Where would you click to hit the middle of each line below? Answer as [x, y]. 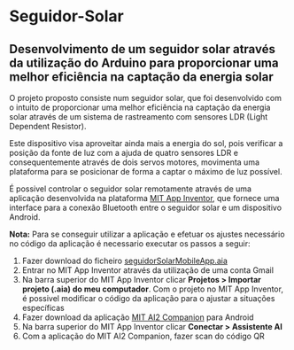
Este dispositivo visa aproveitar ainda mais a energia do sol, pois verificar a [146, 143]
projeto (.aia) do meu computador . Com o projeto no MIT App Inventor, [152, 289]
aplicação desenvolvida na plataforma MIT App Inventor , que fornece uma [144, 198]
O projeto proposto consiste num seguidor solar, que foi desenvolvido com [145, 98]
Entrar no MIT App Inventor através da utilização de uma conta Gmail [148, 270]
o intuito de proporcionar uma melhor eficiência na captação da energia [140, 107]
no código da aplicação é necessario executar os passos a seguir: [130, 244]
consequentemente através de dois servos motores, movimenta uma [134, 162]
